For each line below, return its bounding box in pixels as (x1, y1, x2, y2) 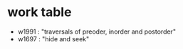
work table (7, 4, 72, 20)
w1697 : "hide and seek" (17, 34, 90, 43)
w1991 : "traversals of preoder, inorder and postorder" (17, 27, 177, 36)
